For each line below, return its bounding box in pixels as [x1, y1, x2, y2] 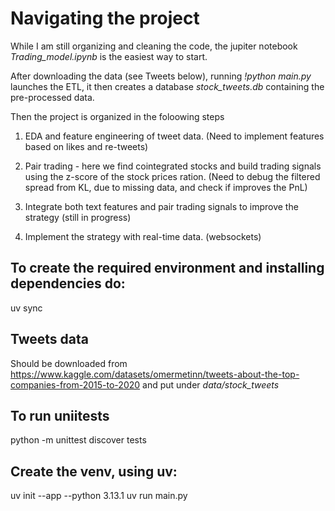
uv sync [10, 302, 43, 314]
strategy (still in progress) [24, 211, 132, 223]
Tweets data [10, 331, 89, 348]
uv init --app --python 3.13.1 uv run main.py [10, 490, 188, 502]
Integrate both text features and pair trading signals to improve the [24, 200, 299, 212]
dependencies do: [10, 275, 126, 292]
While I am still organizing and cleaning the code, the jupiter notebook [10, 40, 298, 52]
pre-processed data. [10, 91, 95, 103]
